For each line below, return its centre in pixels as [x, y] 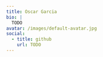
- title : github [32, 39]
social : [16, 34]
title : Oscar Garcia [32, 12]
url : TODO [29, 45]
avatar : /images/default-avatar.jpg [51, 28]
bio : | [14, 17]
